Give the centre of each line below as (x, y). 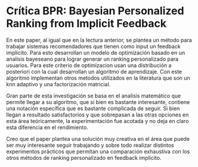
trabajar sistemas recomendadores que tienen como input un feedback (93, 46)
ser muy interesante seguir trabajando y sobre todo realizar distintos (90, 145)
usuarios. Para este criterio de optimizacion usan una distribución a (89, 65)
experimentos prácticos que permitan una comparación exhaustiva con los (98, 151)
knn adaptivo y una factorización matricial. (58, 84)
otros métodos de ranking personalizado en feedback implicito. (84, 157)
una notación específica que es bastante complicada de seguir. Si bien (93, 108)
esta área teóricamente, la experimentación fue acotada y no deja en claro (98, 121)
